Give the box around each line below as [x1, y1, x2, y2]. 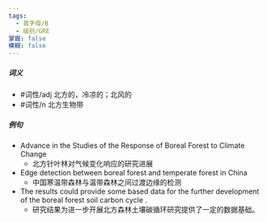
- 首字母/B [15, 19, 49, 27]
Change [19, 149, 47, 159]
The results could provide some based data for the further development [19, 186, 260, 196]
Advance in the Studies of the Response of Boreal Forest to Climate [19, 140, 245, 150]
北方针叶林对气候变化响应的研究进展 [32, 159, 154, 169]
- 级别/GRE [15, 27, 50, 35]
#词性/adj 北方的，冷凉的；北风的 [19, 90, 132, 99]
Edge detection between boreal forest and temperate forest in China [19, 168, 248, 178]
